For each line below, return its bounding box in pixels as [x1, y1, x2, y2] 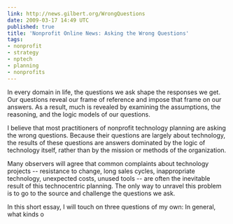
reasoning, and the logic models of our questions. [7, 110, 150, 119]
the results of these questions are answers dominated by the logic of [7, 138, 206, 147]
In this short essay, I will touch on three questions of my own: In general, [7, 202, 216, 211]
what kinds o [7, 210, 44, 218]
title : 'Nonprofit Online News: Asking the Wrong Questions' [7, 29, 190, 37]
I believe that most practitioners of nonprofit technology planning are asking [7, 124, 226, 132]
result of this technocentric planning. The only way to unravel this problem [7, 181, 222, 190]
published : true [7, 23, 55, 30]
